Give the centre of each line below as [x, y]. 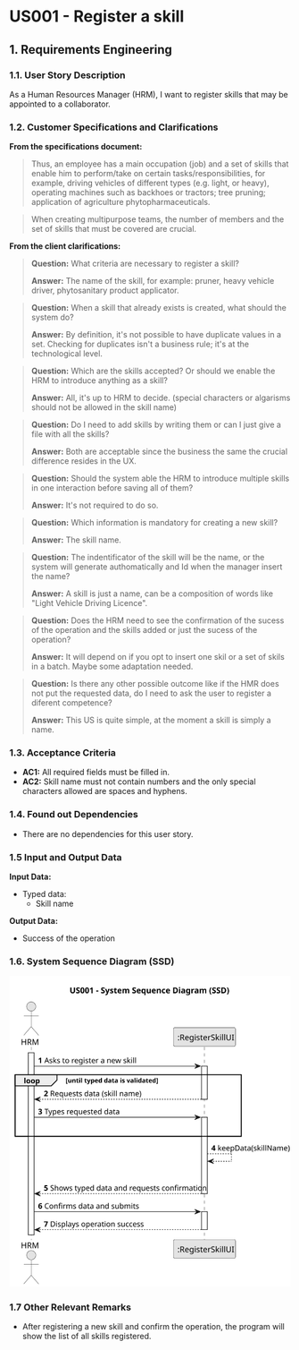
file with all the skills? [70, 434]
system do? [52, 317]
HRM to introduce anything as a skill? [99, 380]
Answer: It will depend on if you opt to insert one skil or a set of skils [158, 657]
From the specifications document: [76, 147]
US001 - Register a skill [97, 17]
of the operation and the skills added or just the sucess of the [144, 630]
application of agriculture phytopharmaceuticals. [120, 202]
